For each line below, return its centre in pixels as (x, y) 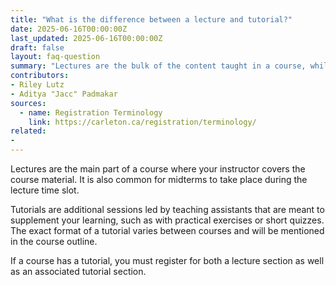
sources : (28, 103)
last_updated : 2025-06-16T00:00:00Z (86, 38)
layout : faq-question (55, 57)
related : (28, 131)
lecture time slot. (45, 190)
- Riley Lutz (37, 85)
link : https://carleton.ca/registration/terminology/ (142, 122)
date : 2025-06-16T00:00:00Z (69, 29)
